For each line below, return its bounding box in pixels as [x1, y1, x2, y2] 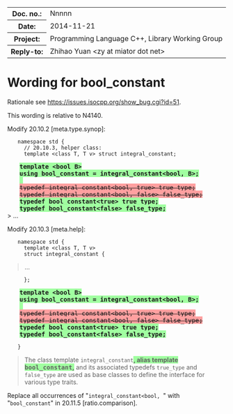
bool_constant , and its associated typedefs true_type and [24, 362, 198, 371]
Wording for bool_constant [7, 75, 166, 91]
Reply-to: [10, 47, 44, 56]
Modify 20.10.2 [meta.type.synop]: [7, 125, 106, 133]
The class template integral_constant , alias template [24, 355, 179, 364]
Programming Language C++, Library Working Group [49, 34, 223, 43]
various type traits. [24, 378, 79, 386]
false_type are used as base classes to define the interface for [24, 370, 205, 378]
